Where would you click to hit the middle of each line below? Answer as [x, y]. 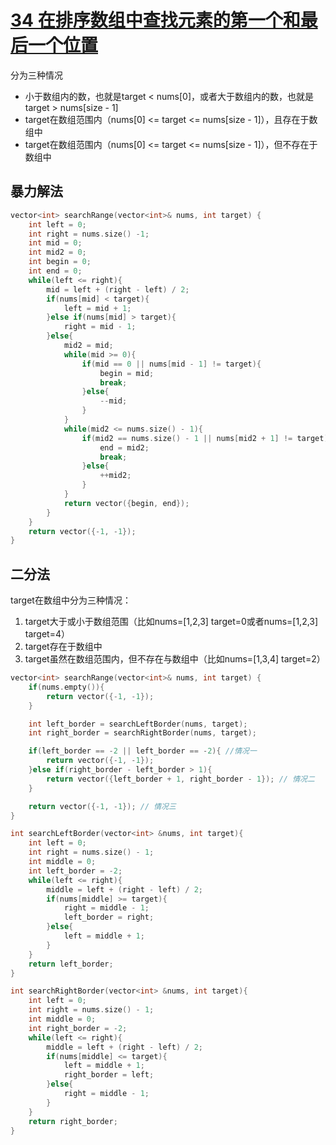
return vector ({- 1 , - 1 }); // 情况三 [102, 806]
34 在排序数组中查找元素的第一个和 [155, 20]
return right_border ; [73, 1121]
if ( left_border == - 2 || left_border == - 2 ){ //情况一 [142, 751]
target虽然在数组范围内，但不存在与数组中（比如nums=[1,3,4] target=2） [175, 659]
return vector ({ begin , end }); [126, 503]
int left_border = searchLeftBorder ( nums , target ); [138, 724]
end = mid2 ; [124, 447]
